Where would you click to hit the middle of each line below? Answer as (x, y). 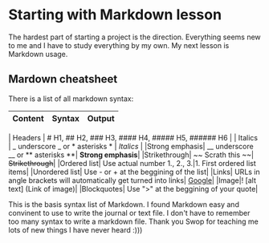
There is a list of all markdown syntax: (71, 99)
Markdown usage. (38, 54)
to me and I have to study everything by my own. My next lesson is (119, 45)
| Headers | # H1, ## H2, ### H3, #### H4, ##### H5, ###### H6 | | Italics (133, 137)
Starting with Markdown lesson (115, 15)
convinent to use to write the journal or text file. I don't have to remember (129, 213)
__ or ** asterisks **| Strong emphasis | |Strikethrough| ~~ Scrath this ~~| (131, 155)
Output (101, 118)
